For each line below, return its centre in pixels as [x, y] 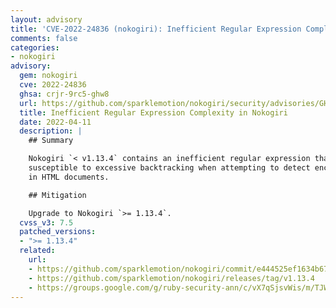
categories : [35, 47]
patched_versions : [58, 232]
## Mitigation [57, 195]
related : [37, 251]
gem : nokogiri [48, 76]
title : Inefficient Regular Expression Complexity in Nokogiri [153, 112]
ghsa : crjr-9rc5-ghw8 [64, 94]
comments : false [44, 38]
